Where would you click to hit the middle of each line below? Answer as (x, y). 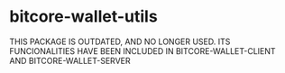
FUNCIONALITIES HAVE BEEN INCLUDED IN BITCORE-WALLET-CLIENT (143, 50)
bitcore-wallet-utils (83, 17)
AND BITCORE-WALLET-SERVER (70, 60)
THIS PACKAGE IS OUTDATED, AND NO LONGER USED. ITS (120, 41)
